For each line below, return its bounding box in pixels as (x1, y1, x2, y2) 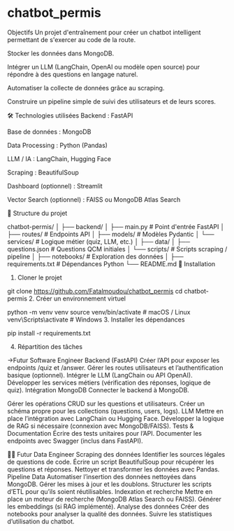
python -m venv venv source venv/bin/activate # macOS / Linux (7, 308, 191, 316)
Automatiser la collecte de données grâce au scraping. (7, 83, 165, 92)
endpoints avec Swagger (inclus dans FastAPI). (7, 436, 143, 445)
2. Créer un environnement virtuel (29, 294, 126, 303)
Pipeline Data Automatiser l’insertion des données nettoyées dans (7, 472, 197, 481)
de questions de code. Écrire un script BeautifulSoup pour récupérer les (7, 457, 214, 466)
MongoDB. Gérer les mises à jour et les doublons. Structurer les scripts (7, 480, 212, 488)
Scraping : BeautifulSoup (7, 168, 79, 177)
